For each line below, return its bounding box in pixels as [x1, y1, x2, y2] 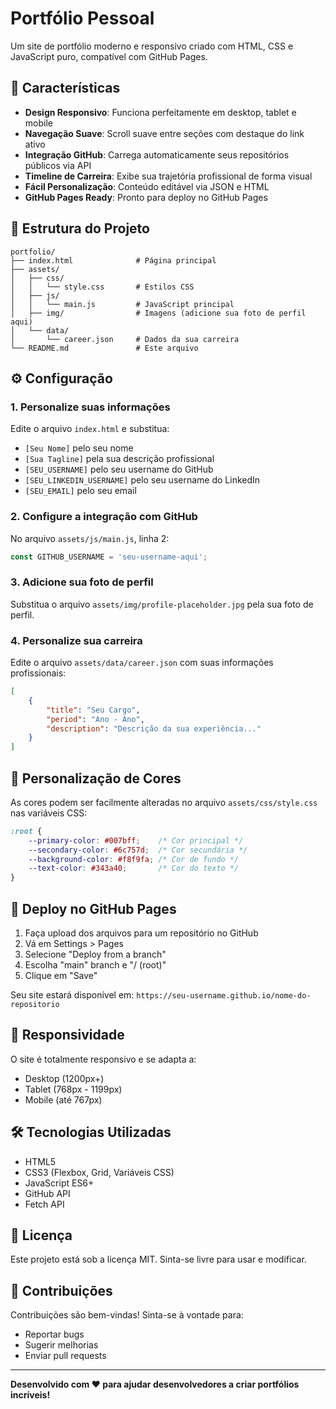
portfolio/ [10, 247, 56, 257]
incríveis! [10, 1389, 51, 1401]
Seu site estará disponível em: [10, 989, 135, 1001]
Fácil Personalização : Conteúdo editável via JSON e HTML [24, 180, 270, 192]
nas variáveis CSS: [10, 807, 88, 819]
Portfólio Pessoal [10, 7, 155, 30]
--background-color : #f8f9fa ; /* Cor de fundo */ [28, 854, 240, 864]
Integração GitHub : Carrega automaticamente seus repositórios [24, 148, 290, 161]
